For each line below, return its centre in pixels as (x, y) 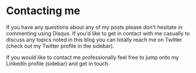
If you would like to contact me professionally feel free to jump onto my (92, 57)
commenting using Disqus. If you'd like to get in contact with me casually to (98, 33)
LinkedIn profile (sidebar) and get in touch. (58, 64)
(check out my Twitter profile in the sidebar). (60, 46)
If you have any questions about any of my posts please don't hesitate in (94, 27)
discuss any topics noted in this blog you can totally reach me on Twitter (94, 39)
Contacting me (43, 11)
